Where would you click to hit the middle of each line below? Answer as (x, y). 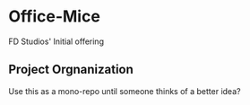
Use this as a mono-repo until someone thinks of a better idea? (125, 91)
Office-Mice (54, 17)
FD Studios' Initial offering (56, 41)
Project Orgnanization (71, 70)
